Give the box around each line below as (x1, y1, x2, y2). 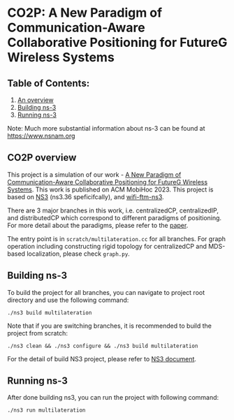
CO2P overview (7, 152, 77, 164)
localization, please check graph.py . (27, 249, 131, 258)
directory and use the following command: (7, 296, 129, 304)
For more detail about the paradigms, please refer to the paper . (7, 221, 189, 229)
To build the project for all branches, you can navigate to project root (7, 288, 205, 296)
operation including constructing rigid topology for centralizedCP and (7, 242, 207, 250)
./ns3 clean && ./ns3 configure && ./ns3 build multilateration (7, 342, 198, 349)
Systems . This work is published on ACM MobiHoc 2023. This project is (7, 185, 214, 194)
